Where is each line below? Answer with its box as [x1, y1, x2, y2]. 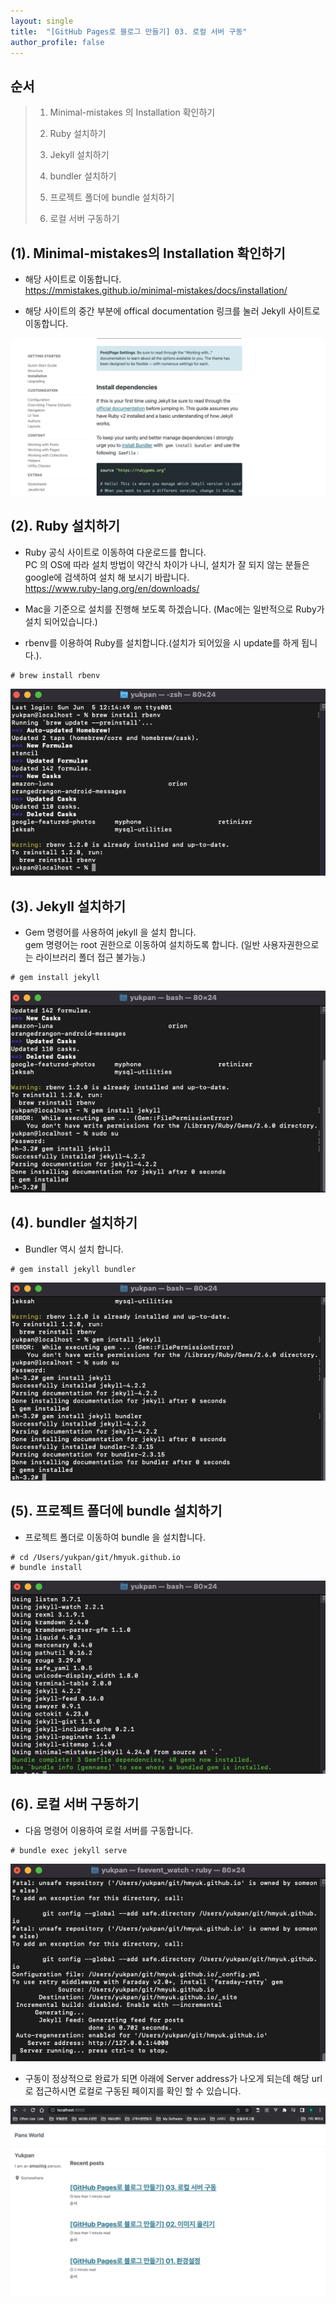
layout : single [10, 16, 74, 26]
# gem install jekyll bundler [10, 1264, 137, 1274]
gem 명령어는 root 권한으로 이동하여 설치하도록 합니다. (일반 [24, 939, 261, 951]
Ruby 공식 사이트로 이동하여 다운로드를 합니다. [24, 546, 207, 558]
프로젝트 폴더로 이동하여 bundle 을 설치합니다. [24, 1531, 206, 1543]
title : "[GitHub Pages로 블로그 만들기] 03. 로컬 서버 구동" [10, 26, 248, 37]
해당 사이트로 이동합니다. [24, 273, 122, 285]
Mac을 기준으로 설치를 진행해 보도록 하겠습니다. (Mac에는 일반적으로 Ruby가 [24, 603, 325, 615]
